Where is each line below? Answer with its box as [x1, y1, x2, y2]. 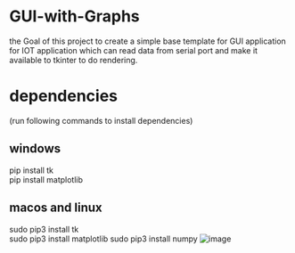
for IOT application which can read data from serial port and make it [9, 45, 258, 55]
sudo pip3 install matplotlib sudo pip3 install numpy [9, 233, 198, 244]
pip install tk [9, 165, 54, 175]
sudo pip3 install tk [9, 224, 79, 234]
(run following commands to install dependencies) [9, 115, 193, 126]
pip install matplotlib [9, 174, 83, 184]
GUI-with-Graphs [9, 6, 140, 27]
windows [9, 141, 61, 157]
